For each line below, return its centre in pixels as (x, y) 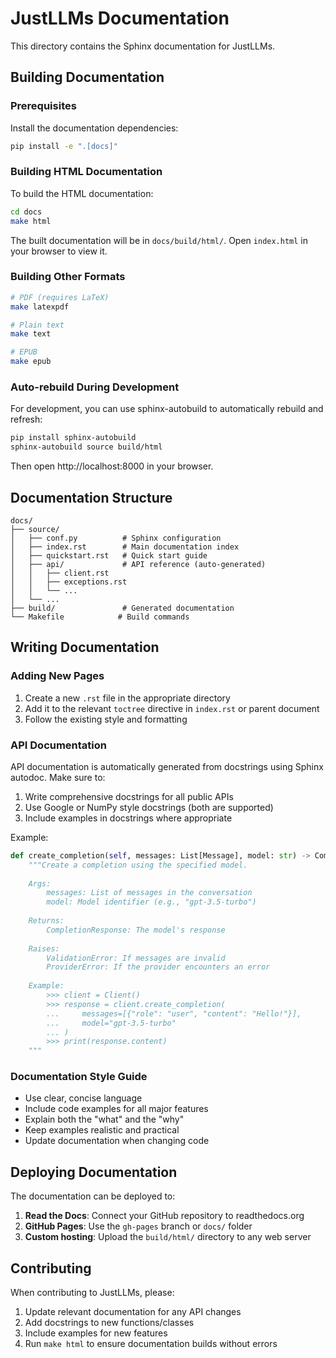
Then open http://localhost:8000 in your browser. (112, 466)
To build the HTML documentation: (82, 193)
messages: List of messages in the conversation (149, 893)
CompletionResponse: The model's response (136, 930)
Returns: (46, 921)
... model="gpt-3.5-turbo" (111, 1023)
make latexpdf (40, 307)
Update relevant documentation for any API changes (133, 1312)
